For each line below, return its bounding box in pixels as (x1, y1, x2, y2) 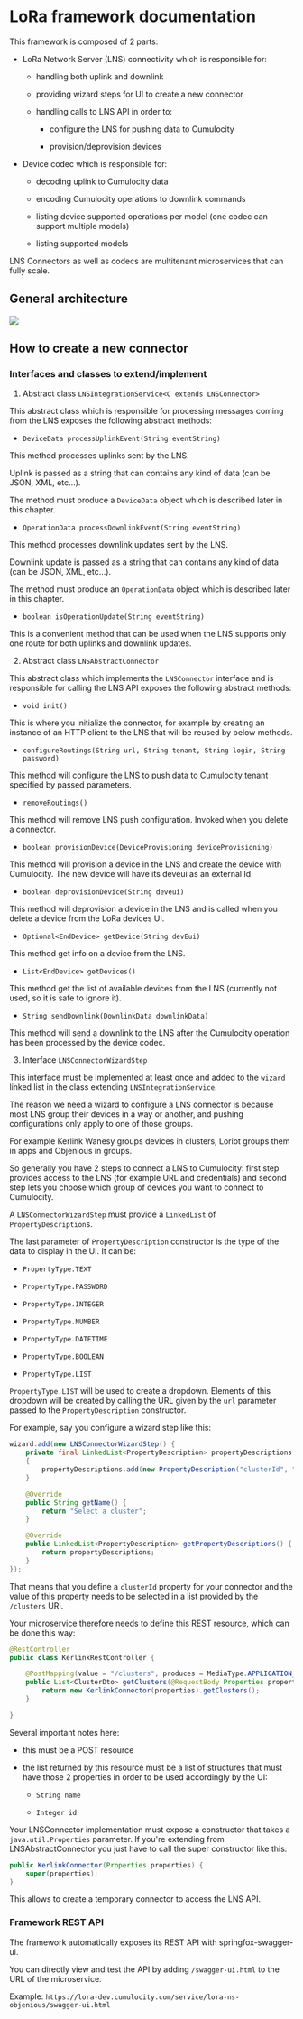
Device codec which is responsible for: (22, 158, 168, 169)
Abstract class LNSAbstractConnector (22, 656, 160, 667)
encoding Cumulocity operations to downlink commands (35, 193, 246, 204)
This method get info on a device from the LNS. (9, 948, 186, 959)
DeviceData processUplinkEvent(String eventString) (22, 435, 221, 444)
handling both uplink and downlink (35, 70, 164, 82)
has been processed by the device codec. (9, 1037, 166, 1048)
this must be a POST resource (22, 1744, 134, 1756)
